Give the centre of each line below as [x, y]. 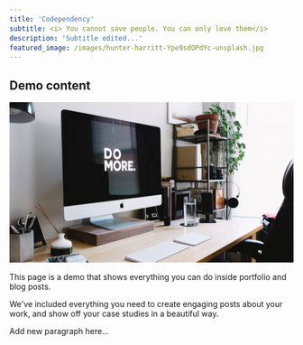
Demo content [50, 85]
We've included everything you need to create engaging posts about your [146, 303]
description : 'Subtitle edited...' [76, 38]
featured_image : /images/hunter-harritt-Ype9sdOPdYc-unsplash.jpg [137, 48]
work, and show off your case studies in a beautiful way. [114, 313]
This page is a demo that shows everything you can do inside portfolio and [148, 276]
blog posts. [30, 286]
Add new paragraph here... [60, 331]
